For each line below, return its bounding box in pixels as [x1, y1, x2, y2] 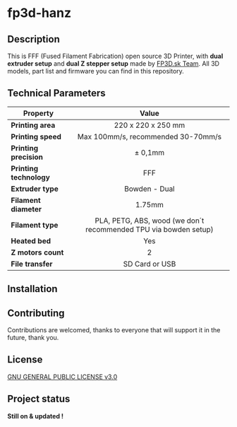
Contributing [7, 307, 65, 319]
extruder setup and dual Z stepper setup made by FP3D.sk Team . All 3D [7, 59, 220, 68]
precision [11, 152, 44, 162]
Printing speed [11, 131, 62, 141]
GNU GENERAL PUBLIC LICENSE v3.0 [7, 373, 118, 381]
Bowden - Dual [124, 184, 175, 194]
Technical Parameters [7, 87, 106, 100]
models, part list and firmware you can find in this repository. [7, 67, 185, 75]
